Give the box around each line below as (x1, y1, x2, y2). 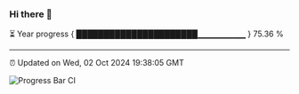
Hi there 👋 (9, 8, 53, 20)
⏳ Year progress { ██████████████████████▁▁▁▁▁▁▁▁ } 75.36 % (9, 28, 284, 39)
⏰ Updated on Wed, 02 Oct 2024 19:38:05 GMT (9, 58, 184, 68)
